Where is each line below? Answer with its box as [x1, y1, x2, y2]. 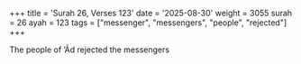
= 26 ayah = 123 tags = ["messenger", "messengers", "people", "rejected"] [9, 17, 287, 28]
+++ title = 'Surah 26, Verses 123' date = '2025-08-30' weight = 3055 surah [9, 8, 293, 18]
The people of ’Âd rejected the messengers [9, 44, 169, 55]
